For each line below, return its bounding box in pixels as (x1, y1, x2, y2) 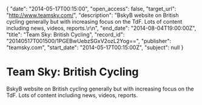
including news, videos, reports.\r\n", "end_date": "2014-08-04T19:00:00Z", (6, 24, 197, 32)
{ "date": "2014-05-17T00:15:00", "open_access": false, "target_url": (6, 5, 177, 12)
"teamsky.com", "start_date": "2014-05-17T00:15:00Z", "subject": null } (6, 44, 184, 51)
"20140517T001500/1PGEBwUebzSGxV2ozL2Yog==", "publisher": (6, 38, 172, 44)
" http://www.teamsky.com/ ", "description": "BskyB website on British (6, 12, 179, 19)
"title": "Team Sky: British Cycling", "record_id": (6, 31, 125, 38)
